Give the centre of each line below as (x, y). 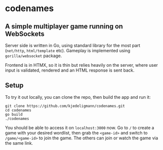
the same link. (19, 143)
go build (14, 114)
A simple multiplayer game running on (64, 26)
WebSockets (25, 34)
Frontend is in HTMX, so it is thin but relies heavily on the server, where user (81, 65)
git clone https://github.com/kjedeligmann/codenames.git (65, 106)
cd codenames (18, 110)
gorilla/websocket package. (34, 56)
